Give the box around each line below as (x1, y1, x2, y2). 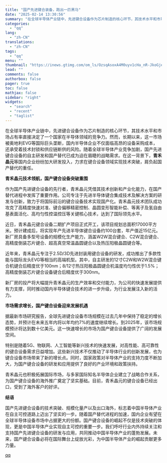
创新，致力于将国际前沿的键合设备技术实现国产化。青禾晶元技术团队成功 (13, 198, 162, 204)
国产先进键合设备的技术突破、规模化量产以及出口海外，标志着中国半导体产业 (5, 405, 162, 411)
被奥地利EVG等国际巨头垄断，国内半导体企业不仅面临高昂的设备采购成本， (5, 140, 158, 146)
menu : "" (5, 58, 23, 63)
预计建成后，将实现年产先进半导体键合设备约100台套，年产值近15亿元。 (13, 227, 161, 233)
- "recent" (9, 109, 32, 114)
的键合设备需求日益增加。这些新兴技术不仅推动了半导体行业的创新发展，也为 (5, 348, 162, 354)
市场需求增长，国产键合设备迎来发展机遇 (5, 302, 88, 308)
